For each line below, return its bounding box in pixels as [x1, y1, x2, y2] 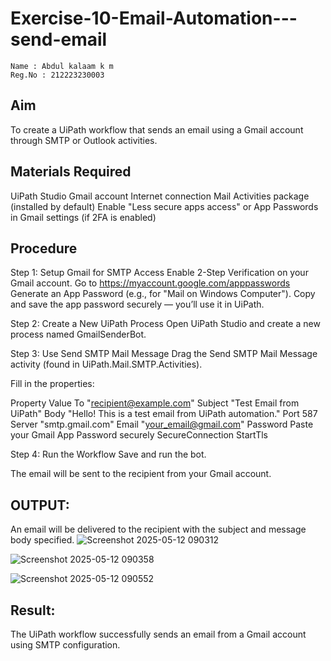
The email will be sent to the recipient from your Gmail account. [10, 468, 272, 480]
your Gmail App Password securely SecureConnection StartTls [10, 429, 268, 441]
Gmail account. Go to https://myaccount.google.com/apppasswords [10, 277, 291, 289]
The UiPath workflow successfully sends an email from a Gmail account [10, 628, 307, 640]
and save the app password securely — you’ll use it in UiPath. [10, 298, 265, 311]
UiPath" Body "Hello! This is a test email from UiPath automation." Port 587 [10, 408, 318, 420]
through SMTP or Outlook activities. [10, 134, 158, 146]
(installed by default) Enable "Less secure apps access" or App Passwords [10, 200, 319, 212]
